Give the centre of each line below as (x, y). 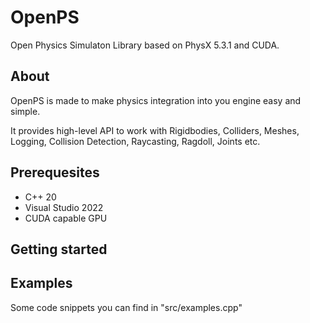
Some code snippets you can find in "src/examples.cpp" (126, 307)
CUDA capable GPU (66, 218)
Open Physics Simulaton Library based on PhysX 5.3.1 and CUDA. (145, 45)
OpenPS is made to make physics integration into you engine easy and (156, 100)
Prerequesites (55, 172)
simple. (25, 111)
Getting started (59, 249)
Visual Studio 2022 (64, 207)
